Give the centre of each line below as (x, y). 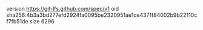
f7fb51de (17, 21)
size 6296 (42, 21)
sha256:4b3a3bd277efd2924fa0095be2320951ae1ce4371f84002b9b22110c (102, 15)
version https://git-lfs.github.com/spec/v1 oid (63, 9)
